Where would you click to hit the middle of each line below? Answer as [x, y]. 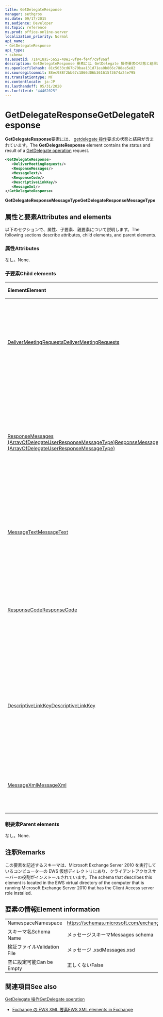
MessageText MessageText [38, 532]
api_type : [15, 50]
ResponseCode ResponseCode [42, 610]
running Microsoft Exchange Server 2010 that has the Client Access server [80, 888]
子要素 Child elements [31, 274]
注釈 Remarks [25, 852]
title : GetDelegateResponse [33, 9]
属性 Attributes [22, 249]
